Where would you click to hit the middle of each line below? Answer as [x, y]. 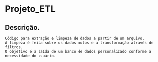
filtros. [14, 47]
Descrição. [22, 27]
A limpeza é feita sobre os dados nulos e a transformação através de [79, 43]
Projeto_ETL [30, 9]
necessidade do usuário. [31, 56]
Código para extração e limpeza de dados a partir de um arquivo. [75, 38]
